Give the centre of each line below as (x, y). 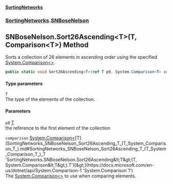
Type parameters (24, 83)
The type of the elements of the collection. (50, 99)
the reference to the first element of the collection (58, 128)
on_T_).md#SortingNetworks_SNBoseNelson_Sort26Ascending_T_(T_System (86, 149)
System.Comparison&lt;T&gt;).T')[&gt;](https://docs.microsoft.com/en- (80, 165)
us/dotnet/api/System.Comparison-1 (44, 170)
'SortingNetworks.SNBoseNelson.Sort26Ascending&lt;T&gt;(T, (71, 159)
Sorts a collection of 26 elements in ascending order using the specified (81, 57)
